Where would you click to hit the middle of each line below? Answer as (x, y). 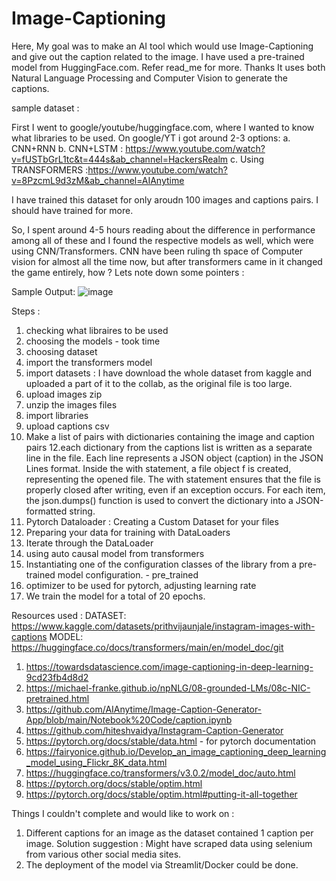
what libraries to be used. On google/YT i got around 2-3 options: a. (151, 138)
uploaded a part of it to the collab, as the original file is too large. (159, 383)
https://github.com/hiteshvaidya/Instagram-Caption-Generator (154, 730)
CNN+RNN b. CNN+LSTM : (67, 148)
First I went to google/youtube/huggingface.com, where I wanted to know (163, 127)
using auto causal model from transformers (115, 553)
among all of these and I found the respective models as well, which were (162, 240)
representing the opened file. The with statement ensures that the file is (173, 479)
